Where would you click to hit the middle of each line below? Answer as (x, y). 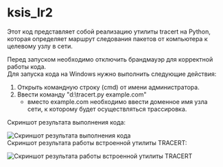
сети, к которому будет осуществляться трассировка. (107, 109)
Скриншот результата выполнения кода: (66, 122)
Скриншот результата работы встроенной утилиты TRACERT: (97, 142)
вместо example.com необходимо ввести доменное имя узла (117, 101)
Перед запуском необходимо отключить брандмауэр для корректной (110, 59)
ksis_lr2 (30, 13)
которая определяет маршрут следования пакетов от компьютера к (107, 38)
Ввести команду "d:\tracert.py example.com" (82, 94)
